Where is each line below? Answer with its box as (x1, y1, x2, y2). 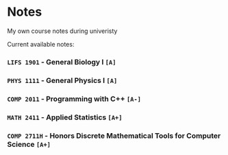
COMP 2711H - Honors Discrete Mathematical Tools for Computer (7, 131, 221, 141)
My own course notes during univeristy (7, 27, 118, 35)
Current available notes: (7, 40, 75, 48)
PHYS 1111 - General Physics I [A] (7, 75, 118, 85)
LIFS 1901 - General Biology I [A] (7, 57, 116, 67)
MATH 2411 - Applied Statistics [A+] (7, 112, 123, 122)
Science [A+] (7, 139, 51, 149)
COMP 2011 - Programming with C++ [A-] (7, 94, 142, 104)
